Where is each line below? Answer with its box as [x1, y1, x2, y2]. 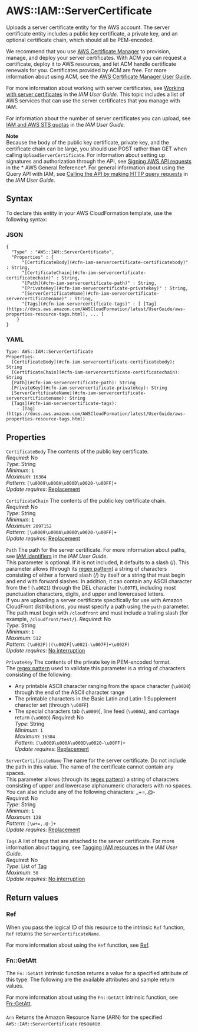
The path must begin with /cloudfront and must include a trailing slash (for [6, 609, 189, 616]
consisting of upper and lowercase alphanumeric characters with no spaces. [6, 782, 192, 789]
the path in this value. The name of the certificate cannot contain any [6, 763, 174, 770]
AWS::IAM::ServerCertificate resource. [6, 1020, 102, 1027]
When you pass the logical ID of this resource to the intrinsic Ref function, [6, 924, 185, 931]
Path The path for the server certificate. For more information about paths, [6, 546, 187, 554]
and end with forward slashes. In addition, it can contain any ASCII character [6, 578, 192, 585]
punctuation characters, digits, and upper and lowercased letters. [6, 590, 165, 597]
